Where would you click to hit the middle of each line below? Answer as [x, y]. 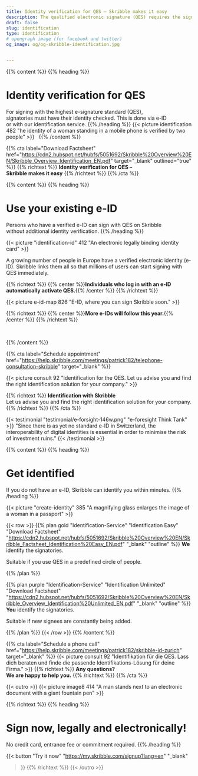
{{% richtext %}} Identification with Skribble [61, 395]
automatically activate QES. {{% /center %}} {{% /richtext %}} [82, 290]
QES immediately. [27, 272]
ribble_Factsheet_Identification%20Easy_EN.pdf [64, 544]
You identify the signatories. [40, 609]
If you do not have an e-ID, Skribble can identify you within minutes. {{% [94, 489]
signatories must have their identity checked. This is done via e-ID [86, 118]
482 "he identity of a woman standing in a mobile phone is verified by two [96, 130]
